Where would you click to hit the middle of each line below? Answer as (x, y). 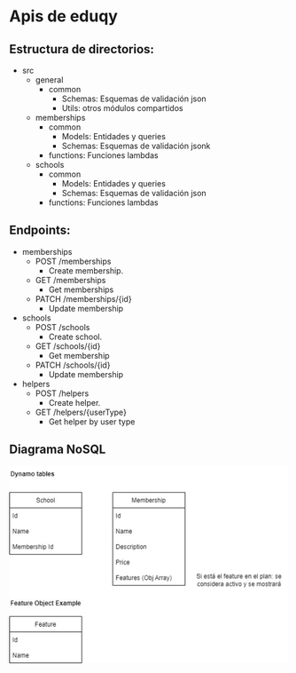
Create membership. (86, 270)
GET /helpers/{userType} (81, 412)
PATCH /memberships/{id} (83, 298)
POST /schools (62, 327)
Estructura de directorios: (82, 49)
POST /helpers (62, 393)
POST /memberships (73, 261)
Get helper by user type (92, 421)
